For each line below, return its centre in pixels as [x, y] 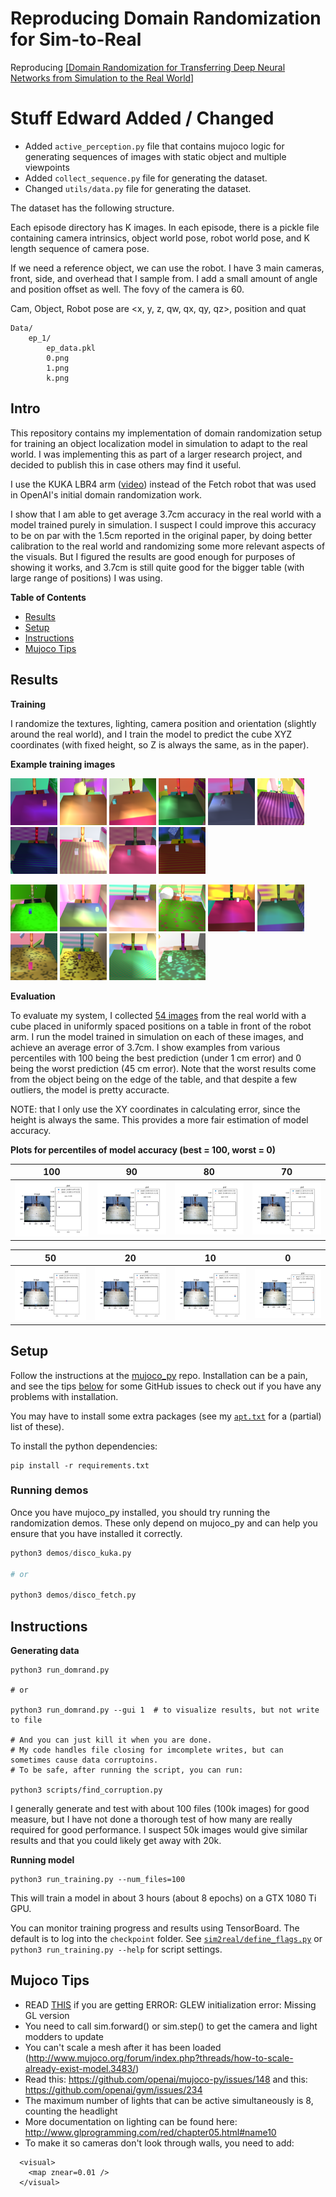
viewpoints [47, 167]
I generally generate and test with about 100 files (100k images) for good [160, 1809]
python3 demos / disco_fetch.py [73, 1595]
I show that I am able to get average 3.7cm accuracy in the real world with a [166, 514]
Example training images [63, 764]
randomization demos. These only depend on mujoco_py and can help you [164, 1523]
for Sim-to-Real [76, 39]
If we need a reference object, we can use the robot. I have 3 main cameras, [167, 268]
